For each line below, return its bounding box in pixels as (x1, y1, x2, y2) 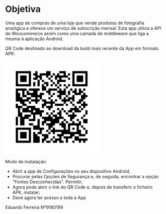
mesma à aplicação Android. (5, 36, 64, 42)
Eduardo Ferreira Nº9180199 (5, 204, 64, 210)
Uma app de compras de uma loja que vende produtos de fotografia (5, 20, 145, 26)
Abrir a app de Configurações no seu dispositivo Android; (12, 168, 131, 174)
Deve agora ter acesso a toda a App (12, 195, 86, 201)
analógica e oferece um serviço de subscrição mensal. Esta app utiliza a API (5, 25, 162, 31)
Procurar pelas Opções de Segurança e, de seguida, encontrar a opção (12, 173, 159, 179)
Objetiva (5, 3, 41, 15)
